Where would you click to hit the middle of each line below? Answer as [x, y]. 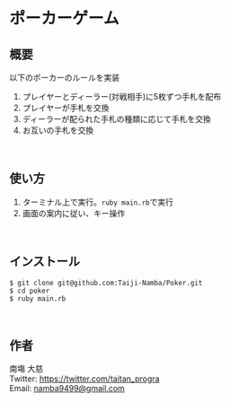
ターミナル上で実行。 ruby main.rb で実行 [97, 202]
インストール [45, 262]
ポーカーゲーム [64, 18]
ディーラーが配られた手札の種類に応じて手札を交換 [116, 119]
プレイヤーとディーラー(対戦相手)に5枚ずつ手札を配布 [122, 96]
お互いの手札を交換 [58, 130]
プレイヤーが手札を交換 [66, 108]
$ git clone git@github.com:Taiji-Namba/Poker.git [106, 283]
